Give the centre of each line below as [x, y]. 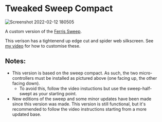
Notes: [15, 61]
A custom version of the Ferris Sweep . [43, 31]
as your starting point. [55, 93]
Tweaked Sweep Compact [59, 9]
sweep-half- [140, 88]
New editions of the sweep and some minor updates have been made [82, 99]
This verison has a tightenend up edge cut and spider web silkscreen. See [79, 41]
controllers [23, 78]
